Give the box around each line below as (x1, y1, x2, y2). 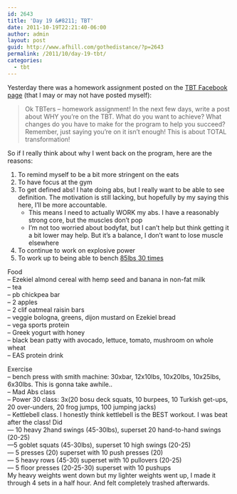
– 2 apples (7, 298, 38, 306)
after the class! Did (7, 418, 63, 426)
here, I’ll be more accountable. (17, 201, 107, 209)
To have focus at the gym (17, 178, 93, 186)
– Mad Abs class (7, 387, 56, 396)
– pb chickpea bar (7, 290, 60, 298)
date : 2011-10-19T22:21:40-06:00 (7, 24, 107, 31)
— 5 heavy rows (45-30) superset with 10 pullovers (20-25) (7, 455, 182, 464)
